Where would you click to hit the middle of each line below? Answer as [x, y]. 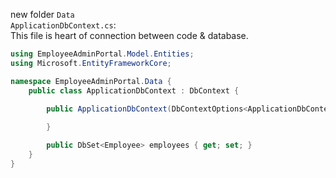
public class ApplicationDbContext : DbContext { [134, 90]
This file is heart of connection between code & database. [129, 35]
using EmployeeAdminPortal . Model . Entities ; [102, 54]
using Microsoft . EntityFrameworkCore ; [91, 63]
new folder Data [42, 14]
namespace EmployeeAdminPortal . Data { [91, 81]
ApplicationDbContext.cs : [63, 25]
